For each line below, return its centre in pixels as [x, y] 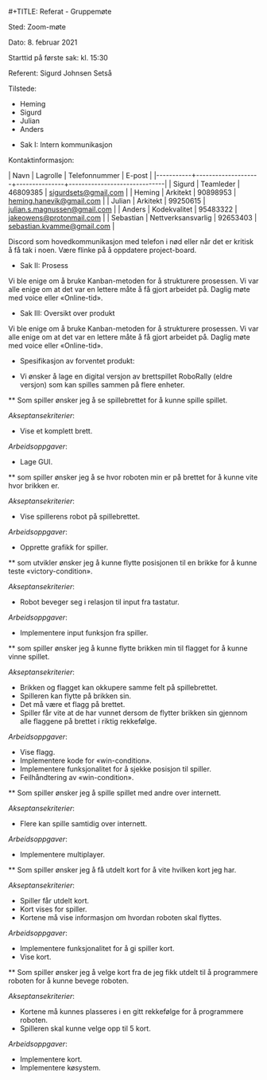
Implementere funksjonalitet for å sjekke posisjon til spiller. [116, 769]
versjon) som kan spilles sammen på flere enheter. [102, 385]
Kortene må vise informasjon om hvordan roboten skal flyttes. [121, 917]
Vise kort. [35, 957]
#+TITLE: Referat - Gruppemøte [60, 12]
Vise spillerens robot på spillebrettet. [80, 517]
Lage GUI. [36, 462]
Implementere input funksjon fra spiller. [84, 633]
